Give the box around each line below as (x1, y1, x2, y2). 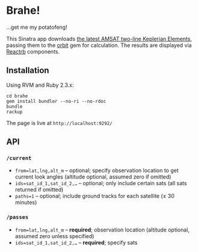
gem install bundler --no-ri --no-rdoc (6, 98, 107, 104)
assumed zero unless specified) (14, 232, 94, 239)
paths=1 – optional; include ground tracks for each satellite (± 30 (14, 192, 175, 200)
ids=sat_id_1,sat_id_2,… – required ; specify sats (14, 239, 138, 246)
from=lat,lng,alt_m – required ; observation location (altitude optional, (14, 226, 190, 233)
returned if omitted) (14, 186, 64, 193)
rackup (6, 109, 23, 115)
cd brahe (6, 93, 28, 99)
